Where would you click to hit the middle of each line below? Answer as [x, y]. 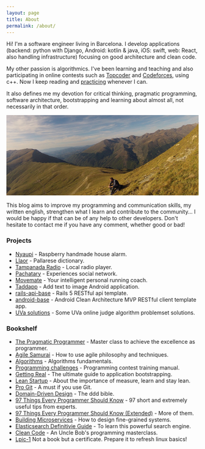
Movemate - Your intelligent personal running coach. [81, 280]
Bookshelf [22, 328]
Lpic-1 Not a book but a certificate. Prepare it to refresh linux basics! [101, 439]
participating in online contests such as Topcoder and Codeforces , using [98, 75]
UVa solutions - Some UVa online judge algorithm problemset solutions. [105, 313]
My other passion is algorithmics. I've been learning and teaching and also [100, 69]
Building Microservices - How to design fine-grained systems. [93, 420]
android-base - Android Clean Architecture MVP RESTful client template [106, 299]
